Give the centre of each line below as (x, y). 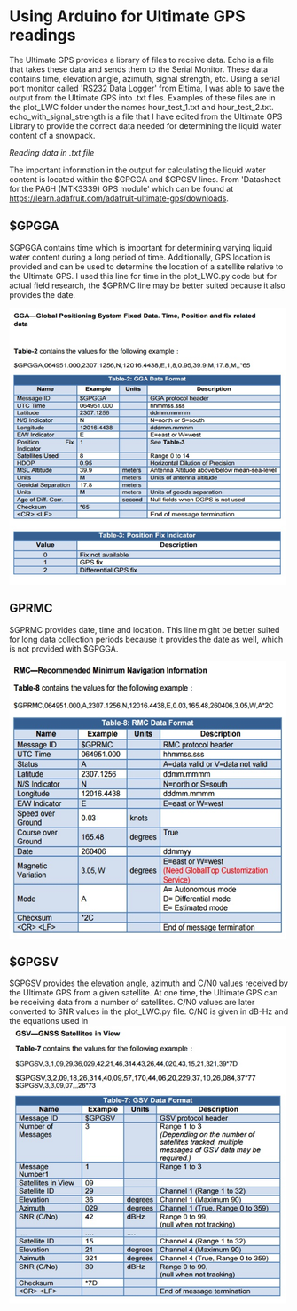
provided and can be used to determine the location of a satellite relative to (146, 266)
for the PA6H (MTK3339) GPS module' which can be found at (121, 188)
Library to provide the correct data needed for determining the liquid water (145, 125)
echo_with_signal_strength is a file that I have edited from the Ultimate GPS (146, 116)
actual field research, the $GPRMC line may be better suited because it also (148, 285)
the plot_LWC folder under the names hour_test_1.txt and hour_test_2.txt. (142, 107)
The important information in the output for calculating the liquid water (137, 170)
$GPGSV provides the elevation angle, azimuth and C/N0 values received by (148, 983)
